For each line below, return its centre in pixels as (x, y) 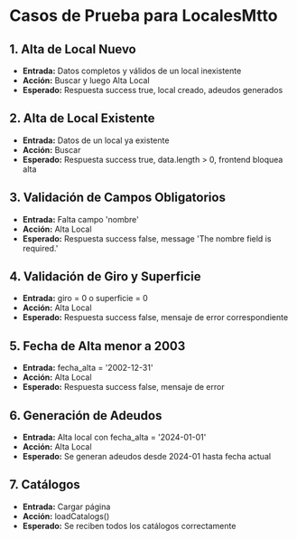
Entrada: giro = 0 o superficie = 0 (85, 298)
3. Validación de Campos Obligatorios (117, 198)
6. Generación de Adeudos (86, 416)
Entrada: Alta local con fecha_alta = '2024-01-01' (114, 437)
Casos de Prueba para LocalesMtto (144, 16)
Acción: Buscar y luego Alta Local (86, 81)
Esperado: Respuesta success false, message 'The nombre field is (147, 238)
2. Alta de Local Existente (82, 118)
